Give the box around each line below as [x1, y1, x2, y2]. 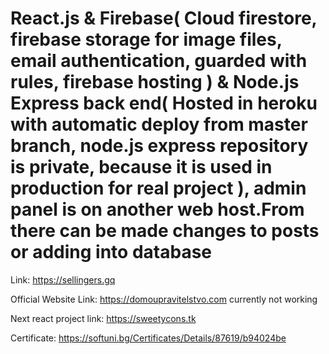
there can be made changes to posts [10, 220, 320, 242]
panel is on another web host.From [10, 198, 305, 221]
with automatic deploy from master [10, 113, 308, 136]
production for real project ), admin [10, 177, 307, 200]
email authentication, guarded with [10, 50, 308, 72]
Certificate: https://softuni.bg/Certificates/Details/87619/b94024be [10, 332, 287, 344]
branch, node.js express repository [10, 135, 309, 157]
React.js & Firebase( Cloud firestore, [10, 7, 318, 30]
